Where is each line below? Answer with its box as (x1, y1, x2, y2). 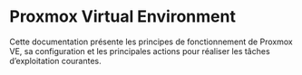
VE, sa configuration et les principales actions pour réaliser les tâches (9, 45, 270, 56)
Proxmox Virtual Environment (9, 6, 236, 27)
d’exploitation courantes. (9, 55, 102, 66)
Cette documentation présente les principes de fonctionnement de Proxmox (9, 36, 293, 47)
